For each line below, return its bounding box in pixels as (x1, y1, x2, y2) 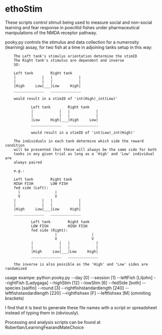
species (5, 285, 21, 291)
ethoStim (5, 3, 43, 15)
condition (5, 143, 25, 148)
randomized (5, 266, 27, 271)
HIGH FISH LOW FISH (14, 181, 68, 186)
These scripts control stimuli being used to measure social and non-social (5, 19, 152, 25)
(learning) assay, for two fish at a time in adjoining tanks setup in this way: (5, 44, 153, 50)
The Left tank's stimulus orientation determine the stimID (14, 53, 137, 59)
